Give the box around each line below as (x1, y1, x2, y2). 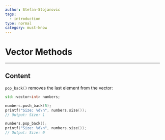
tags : (5, 12, 16, 17)
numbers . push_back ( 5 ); (5, 103, 52, 108)
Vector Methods (5, 47, 73, 58)
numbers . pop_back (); (5, 121, 48, 126)
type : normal (5, 21, 32, 26)
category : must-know (5, 25, 48, 30)
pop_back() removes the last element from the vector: (5, 85, 113, 91)
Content (5, 72, 31, 80)
